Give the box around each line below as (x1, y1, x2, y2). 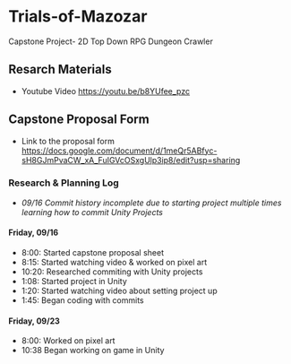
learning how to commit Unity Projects (21, 206, 163, 217)
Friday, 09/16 (8, 227, 59, 238)
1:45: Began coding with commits (21, 295, 144, 306)
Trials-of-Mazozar (8, 6, 148, 27)
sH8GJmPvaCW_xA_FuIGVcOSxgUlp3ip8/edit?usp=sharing (21, 154, 241, 165)
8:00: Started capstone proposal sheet (21, 247, 165, 258)
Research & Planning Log (8, 177, 120, 189)
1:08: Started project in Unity (21, 276, 127, 287)
